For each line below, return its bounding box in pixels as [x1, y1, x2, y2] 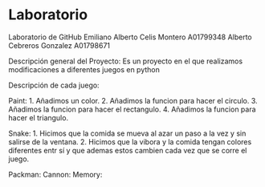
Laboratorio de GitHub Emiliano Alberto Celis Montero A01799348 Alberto [8, 32, 253, 42]
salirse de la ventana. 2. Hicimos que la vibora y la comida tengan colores [8, 136, 252, 146]
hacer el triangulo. [8, 112, 69, 122]
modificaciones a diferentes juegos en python [8, 64, 161, 74]
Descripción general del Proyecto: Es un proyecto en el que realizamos [8, 56, 243, 66]
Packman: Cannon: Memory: [8, 169, 103, 179]
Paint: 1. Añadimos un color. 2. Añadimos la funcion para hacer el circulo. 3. [8, 96, 259, 105]
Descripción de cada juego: [8, 80, 100, 90]
